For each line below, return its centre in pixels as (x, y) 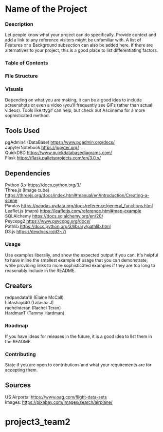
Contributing (20, 354)
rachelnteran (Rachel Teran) (33, 308)
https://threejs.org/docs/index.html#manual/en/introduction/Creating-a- (77, 196)
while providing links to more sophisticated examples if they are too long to (80, 265)
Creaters (19, 285)
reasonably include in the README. (40, 270)
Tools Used (22, 131)
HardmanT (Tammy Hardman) (35, 313)
